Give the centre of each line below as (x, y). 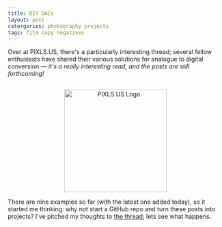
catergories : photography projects (58, 26)
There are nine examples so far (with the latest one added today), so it (107, 202)
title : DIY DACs (31, 13)
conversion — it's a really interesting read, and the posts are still (99, 66)
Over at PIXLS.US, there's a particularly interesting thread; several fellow (110, 52)
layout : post (26, 20)
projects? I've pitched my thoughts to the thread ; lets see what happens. (110, 217)
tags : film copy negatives (46, 32)
